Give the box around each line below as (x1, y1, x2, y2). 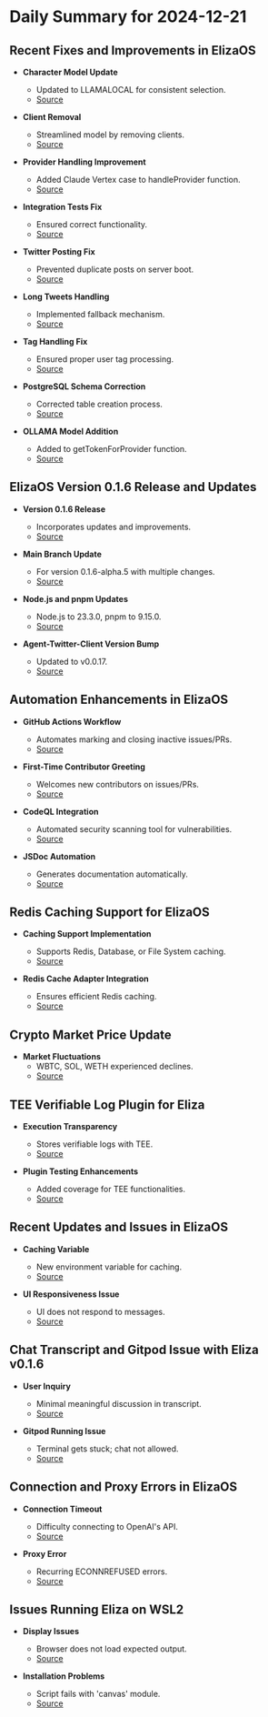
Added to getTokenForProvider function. (35, 444, 188, 454)
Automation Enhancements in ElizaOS (9, 692, 229, 708)
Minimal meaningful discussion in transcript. (35, 1398, 202, 1409)
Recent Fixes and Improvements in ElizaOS (9, 43, 256, 58)
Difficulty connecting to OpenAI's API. (35, 1521, 179, 1531)
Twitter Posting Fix (22, 246, 95, 256)
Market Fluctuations (22, 1051, 102, 1062)
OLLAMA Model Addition (22, 426, 119, 437)
